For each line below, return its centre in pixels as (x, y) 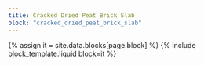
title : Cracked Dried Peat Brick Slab (71, 15)
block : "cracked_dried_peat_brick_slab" (75, 23)
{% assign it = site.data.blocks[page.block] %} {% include (102, 45)
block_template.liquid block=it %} (62, 53)
